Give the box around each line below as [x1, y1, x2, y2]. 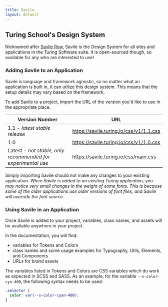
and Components [12, 252, 48, 258]
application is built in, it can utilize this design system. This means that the [5, 84, 158, 90]
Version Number [17, 116, 57, 123]
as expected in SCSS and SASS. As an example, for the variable [5, 273, 136, 279]
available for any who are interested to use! [5, 55, 94, 61]
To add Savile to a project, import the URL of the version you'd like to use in [5, 99, 161, 105]
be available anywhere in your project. [5, 222, 84, 228]
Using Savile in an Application [5, 206, 79, 213]
